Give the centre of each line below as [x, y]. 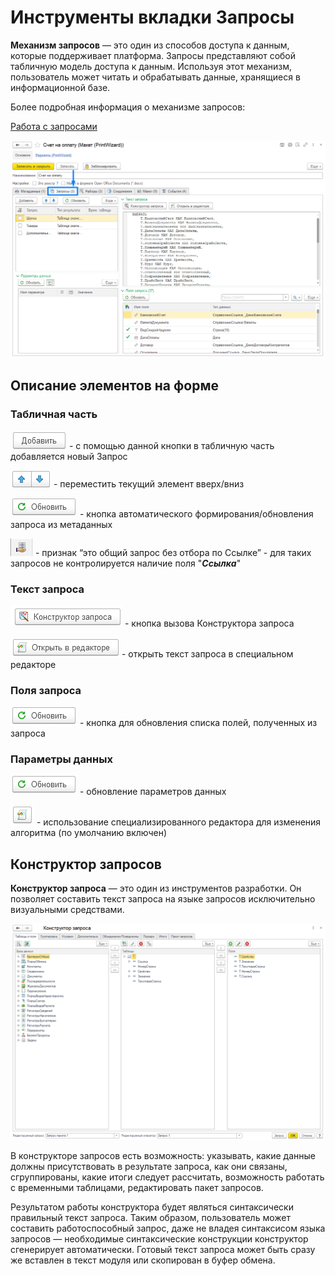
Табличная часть [54, 414]
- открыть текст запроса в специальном [207, 653]
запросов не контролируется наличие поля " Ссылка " [126, 563]
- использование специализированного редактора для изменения [179, 822]
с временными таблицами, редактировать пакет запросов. [137, 1187]
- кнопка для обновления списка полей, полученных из [198, 723]
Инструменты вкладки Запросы [152, 17]
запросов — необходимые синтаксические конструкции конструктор [159, 1238]
